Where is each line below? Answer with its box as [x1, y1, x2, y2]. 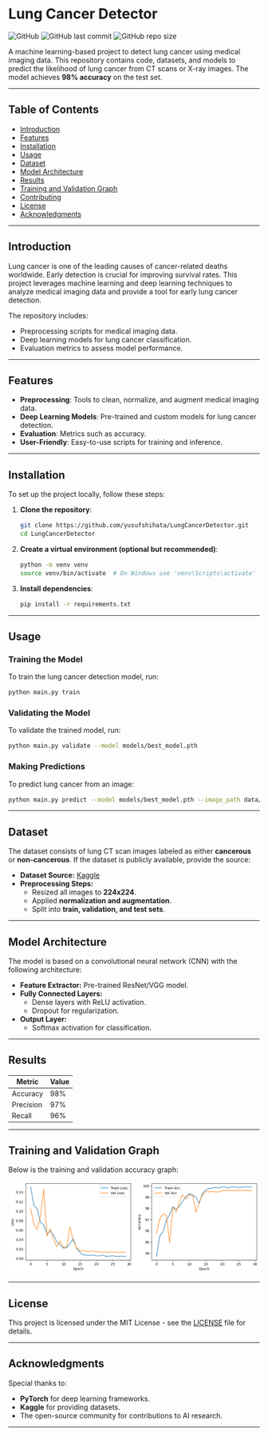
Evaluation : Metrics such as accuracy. [19, 429, 147, 438]
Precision [11, 1099, 42, 1109]
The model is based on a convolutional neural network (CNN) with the [8, 957, 238, 966]
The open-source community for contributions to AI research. [19, 1410, 223, 1420]
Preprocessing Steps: [19, 879, 94, 889]
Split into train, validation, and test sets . [31, 905, 166, 914]
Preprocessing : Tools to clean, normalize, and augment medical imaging [19, 395, 259, 405]
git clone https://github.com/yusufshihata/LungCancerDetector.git [19, 522, 249, 530]
